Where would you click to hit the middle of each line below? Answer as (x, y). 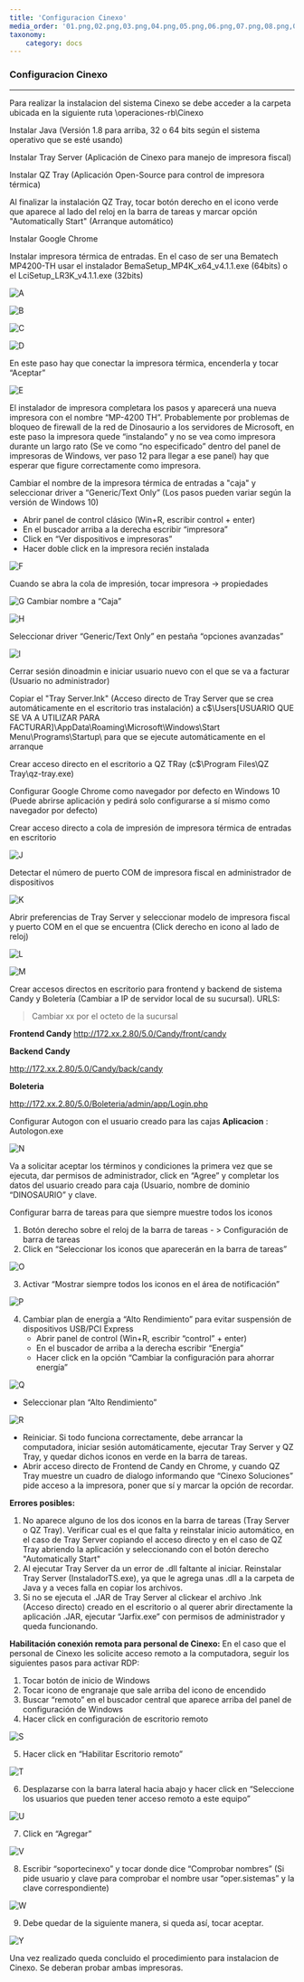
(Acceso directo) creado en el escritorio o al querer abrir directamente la (158, 1607)
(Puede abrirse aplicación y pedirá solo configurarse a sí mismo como (140, 801)
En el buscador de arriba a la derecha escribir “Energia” (140, 1348)
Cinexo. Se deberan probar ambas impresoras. (96, 1968)
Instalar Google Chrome (54, 238)
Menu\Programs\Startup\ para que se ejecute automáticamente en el (138, 736)
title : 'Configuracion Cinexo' (68, 18)
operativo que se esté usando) (66, 139)
